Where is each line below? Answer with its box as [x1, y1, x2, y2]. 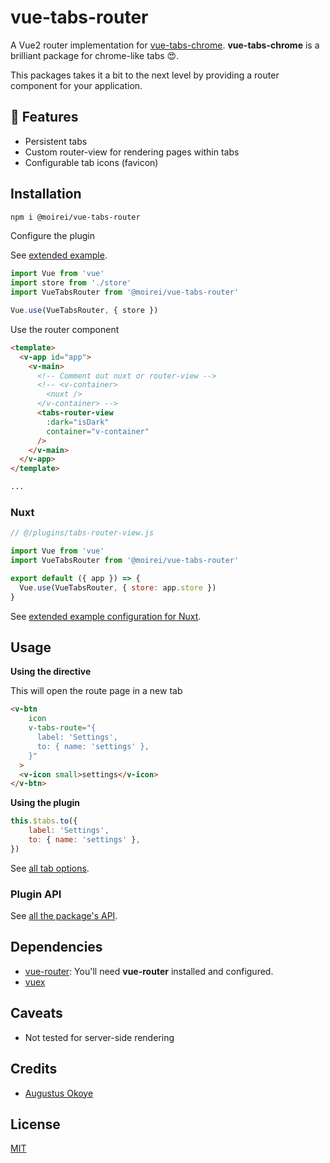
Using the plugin [10, 797, 80, 809]
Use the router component [10, 323, 120, 335]
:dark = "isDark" [46, 417, 110, 427]
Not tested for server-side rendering [24, 1031, 175, 1043]
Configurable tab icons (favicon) [24, 156, 159, 168]
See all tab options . [10, 862, 90, 874]
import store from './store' [10, 278, 132, 288]
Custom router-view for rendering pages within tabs [24, 146, 240, 158]
